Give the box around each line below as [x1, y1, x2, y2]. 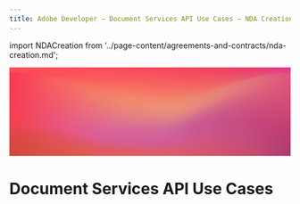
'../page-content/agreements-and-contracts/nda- [104, 40, 287, 51]
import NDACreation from [9, 40, 103, 51]
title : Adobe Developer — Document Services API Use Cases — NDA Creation [9, 14, 294, 23]
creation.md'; [9, 49, 59, 60]
